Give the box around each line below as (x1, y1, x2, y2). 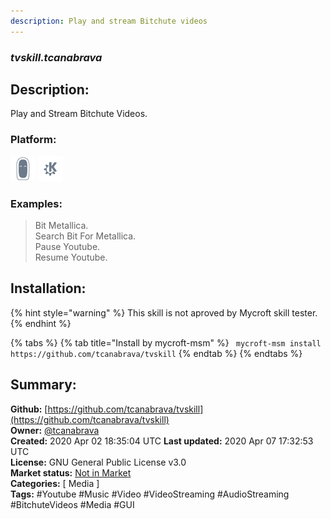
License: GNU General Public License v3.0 (10, 456, 187, 468)
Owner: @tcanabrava (10, 424, 100, 436)
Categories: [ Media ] (10, 477, 100, 489)
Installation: (10, 280, 87, 297)
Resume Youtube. (34, 251, 108, 263)
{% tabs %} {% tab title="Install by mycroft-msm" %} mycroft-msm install (10, 336, 322, 349)
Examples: (10, 196, 63, 210)
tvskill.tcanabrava (10, 50, 103, 64)
